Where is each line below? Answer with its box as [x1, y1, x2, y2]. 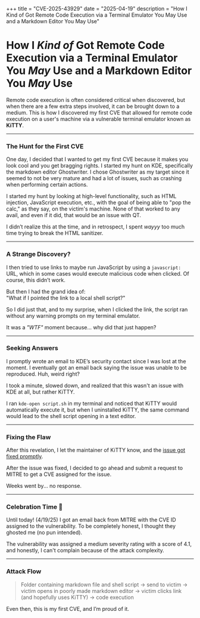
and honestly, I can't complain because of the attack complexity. [6, 547, 165, 554]
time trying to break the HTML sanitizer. [6, 230, 104, 237]
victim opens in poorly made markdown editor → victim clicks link [20, 587, 182, 594]
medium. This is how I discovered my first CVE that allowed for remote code [6, 109, 192, 116]
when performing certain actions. [6, 181, 88, 189]
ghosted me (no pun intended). [6, 529, 82, 536]
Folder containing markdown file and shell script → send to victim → [20, 581, 188, 588]
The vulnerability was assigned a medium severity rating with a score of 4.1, [6, 540, 192, 548]
